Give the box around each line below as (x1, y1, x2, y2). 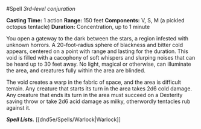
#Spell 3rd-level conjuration (6, 5, 75, 12)
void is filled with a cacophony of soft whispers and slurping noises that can (6, 54, 196, 61)
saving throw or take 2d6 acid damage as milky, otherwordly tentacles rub (6, 98, 191, 105)
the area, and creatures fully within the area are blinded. (6, 67, 146, 74)
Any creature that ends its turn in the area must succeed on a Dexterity (6, 92, 183, 98)
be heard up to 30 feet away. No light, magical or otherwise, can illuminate (6, 60, 191, 68)
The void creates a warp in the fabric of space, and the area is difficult (6, 78, 181, 86)
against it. (6, 104, 31, 111)
